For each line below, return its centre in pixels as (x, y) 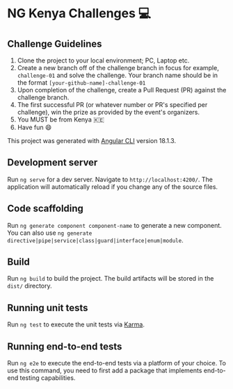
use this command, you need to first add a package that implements (105, 371)
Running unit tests (48, 307)
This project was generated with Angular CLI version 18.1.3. (91, 141)
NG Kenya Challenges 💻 (79, 14)
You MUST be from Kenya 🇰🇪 (61, 119)
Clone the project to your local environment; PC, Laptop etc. (103, 60)
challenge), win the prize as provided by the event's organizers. (109, 112)
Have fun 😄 (34, 127)
